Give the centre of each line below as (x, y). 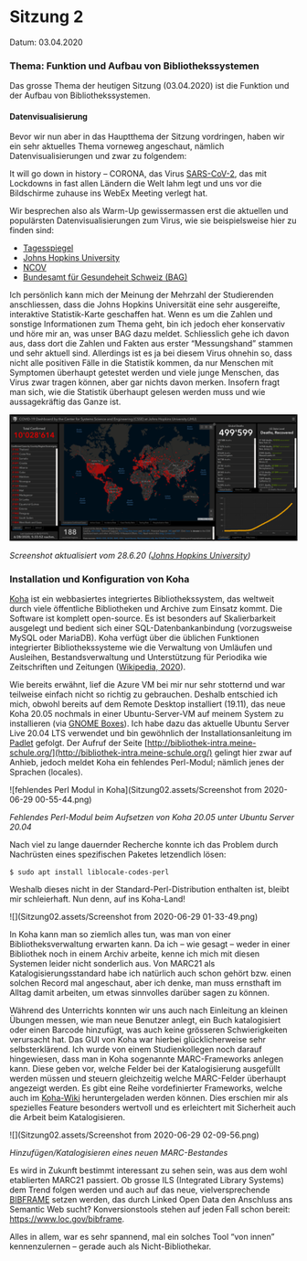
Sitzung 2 (47, 17)
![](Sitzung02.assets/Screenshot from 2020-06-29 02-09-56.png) (134, 1135)
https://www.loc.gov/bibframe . (67, 1219)
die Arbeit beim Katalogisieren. (68, 1117)
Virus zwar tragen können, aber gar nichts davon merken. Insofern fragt (145, 382)
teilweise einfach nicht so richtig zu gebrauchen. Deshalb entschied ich (144, 695)
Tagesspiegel (48, 248)
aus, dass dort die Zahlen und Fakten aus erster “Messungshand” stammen (152, 344)
